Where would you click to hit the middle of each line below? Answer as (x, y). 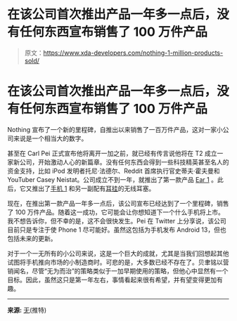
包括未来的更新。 (32, 238)
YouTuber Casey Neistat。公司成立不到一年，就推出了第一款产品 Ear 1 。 (113, 179)
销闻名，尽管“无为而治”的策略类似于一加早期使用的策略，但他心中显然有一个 (118, 270)
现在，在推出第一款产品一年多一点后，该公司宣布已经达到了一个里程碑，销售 (118, 203)
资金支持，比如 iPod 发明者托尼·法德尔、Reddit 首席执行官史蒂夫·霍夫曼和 (114, 171)
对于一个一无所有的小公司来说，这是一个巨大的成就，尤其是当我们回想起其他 (118, 253)
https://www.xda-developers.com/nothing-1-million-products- (133, 53)
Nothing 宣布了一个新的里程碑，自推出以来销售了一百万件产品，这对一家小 (115, 129)
